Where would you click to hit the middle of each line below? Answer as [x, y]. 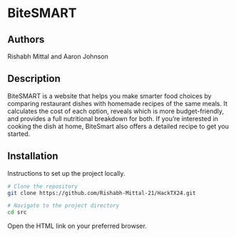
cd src [17, 212]
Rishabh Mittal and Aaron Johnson [58, 56]
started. [19, 134]
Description [34, 79]
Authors [26, 39]
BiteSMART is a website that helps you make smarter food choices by [109, 96]
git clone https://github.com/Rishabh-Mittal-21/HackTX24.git [102, 193]
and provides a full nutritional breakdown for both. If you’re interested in [113, 118]
